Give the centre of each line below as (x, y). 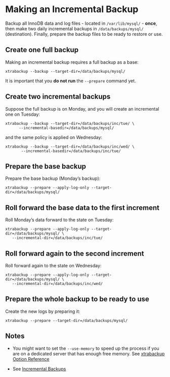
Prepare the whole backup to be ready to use (77, 299)
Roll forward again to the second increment (75, 253)
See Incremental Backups (39, 369)
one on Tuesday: (23, 114)
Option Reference (31, 359)
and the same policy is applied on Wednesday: (54, 137)
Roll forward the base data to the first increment (82, 207)
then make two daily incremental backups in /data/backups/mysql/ (74, 28)
